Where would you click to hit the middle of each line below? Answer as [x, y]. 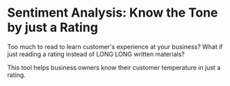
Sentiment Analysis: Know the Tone [113, 13]
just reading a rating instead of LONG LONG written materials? [96, 54]
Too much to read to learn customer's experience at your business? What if [115, 46]
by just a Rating [53, 27]
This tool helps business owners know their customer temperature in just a [114, 67]
